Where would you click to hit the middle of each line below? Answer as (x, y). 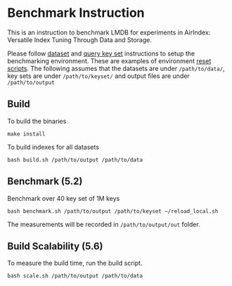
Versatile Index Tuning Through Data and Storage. (80, 39)
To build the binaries (37, 121)
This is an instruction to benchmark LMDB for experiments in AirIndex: (109, 32)
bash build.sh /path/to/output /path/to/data (75, 160)
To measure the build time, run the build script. (75, 263)
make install (26, 134)
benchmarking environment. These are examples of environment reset (109, 60)
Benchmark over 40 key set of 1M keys (64, 198)
